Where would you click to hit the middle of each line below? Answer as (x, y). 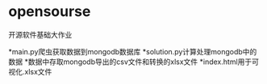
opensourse (50, 12)
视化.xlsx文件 (30, 71)
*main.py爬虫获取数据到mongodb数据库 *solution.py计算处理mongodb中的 (133, 51)
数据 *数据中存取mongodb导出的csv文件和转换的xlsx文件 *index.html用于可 (134, 62)
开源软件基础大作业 (40, 34)
